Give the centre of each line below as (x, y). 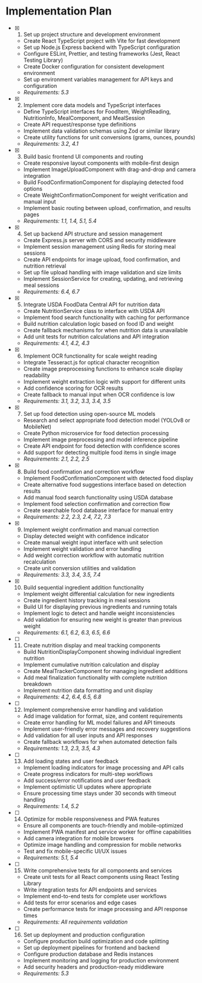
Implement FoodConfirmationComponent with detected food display (108, 478)
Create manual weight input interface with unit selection (93, 542)
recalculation (40, 562)
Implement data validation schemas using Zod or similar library (102, 131)
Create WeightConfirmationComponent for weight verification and (106, 195)
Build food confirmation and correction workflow (84, 472)
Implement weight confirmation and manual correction (91, 529)
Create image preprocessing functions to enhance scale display (103, 369)
